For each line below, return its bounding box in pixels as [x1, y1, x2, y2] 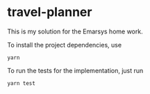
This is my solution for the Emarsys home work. [7, 27, 144, 36]
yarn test [7, 79, 36, 87]
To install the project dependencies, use [7, 40, 122, 49]
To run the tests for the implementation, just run [7, 66, 144, 75]
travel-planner [7, 4, 92, 20]
